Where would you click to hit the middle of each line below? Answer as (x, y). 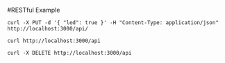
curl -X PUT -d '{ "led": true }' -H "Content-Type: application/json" (113, 23)
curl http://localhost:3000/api (54, 41)
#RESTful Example (34, 10)
